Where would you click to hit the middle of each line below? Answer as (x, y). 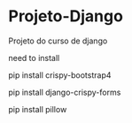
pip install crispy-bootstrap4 (60, 75)
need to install (34, 58)
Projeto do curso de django (58, 41)
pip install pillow (38, 109)
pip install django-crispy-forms (65, 92)
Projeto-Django (66, 16)
